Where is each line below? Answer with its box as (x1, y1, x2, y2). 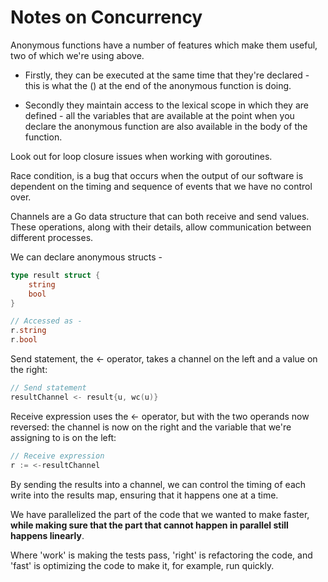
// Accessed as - (10, 316, 83, 326)
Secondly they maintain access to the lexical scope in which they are (24, 99, 309, 111)
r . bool (10, 335, 38, 345)
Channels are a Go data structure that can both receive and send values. (10, 210, 310, 222)
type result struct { (10, 270, 101, 280)
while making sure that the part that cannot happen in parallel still (10, 519, 289, 531)
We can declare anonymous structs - (10, 251, 163, 263)
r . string (10, 326, 47, 336)
